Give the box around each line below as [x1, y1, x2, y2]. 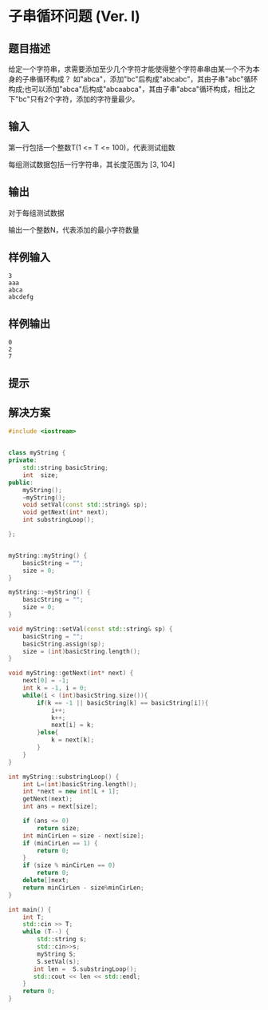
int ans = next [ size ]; [22, 802, 98, 811]
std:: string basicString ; [22, 464, 109, 472]
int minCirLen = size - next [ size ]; [22, 832, 145, 840]
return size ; [37, 824, 81, 832]
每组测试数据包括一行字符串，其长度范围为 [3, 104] [8, 159, 175, 169]
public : [8, 479, 34, 487]
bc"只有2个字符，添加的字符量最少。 [18, 94, 140, 104]
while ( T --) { [22, 928, 69, 936]
